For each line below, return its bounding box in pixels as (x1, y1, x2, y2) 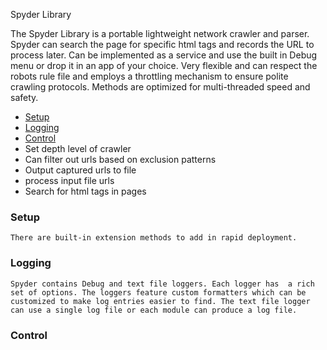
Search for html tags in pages (24, 185, 147, 197)
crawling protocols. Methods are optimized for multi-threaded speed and (10, 81, 311, 93)
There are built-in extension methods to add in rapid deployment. (10, 233, 298, 243)
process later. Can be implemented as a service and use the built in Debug (10, 49, 318, 61)
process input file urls (24, 175, 115, 186)
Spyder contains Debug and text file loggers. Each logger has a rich (10, 279, 315, 289)
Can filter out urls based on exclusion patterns (24, 154, 217, 165)
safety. (10, 92, 39, 103)
